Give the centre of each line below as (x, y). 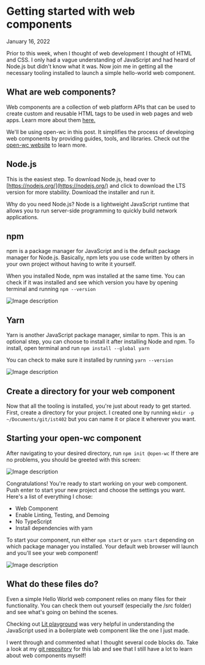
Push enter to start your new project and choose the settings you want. (96, 490)
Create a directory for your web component (91, 391)
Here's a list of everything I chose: (50, 496)
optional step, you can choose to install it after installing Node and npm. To (100, 341)
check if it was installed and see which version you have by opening (92, 282)
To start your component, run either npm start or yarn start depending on (100, 540)
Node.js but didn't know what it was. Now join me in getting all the (90, 66)
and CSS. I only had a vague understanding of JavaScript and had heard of (101, 60)
